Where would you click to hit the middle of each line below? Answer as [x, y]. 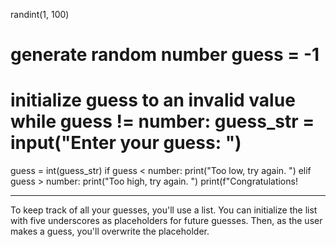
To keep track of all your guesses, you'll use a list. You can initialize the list [164, 210]
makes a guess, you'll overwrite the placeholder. [110, 231]
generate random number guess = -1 [165, 55]
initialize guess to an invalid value [153, 100]
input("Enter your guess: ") [126, 143]
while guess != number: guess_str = [162, 121]
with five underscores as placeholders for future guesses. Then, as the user [166, 221]
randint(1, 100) [40, 14]
